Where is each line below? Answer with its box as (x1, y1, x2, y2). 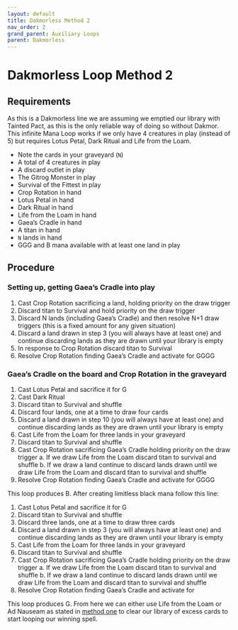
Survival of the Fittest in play (17, 181, 101, 189)
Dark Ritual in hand (17, 203, 73, 212)
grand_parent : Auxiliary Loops (7, 30, 100, 38)
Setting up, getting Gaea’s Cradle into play (7, 283, 156, 293)
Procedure (7, 261, 55, 274)
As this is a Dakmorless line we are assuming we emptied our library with (7, 114, 221, 123)
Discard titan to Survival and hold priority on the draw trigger (17, 306, 195, 315)
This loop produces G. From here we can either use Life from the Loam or (7, 600, 222, 608)
